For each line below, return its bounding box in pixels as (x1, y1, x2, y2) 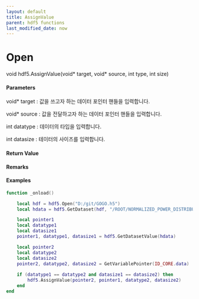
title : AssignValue (6, 14, 54, 20)
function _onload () (6, 190, 54, 196)
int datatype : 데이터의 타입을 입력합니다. (6, 123, 102, 131)
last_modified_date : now (6, 25, 68, 31)
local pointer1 (17, 217, 54, 223)
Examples (6, 177, 31, 184)
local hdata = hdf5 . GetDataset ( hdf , (17, 206, 108, 212)
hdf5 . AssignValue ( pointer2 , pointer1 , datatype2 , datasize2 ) (27, 277, 182, 284)
